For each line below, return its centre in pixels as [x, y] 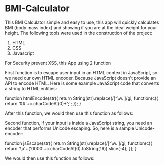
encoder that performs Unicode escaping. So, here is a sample [70, 128]
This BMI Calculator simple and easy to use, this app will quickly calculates [82, 22]
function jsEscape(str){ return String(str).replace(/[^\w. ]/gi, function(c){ [79, 143]
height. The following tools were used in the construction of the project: [79, 33]
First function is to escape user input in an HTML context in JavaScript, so [81, 72]
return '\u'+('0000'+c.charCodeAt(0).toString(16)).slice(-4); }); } [71, 148]
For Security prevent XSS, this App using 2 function [58, 63]
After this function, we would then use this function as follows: [69, 113]
